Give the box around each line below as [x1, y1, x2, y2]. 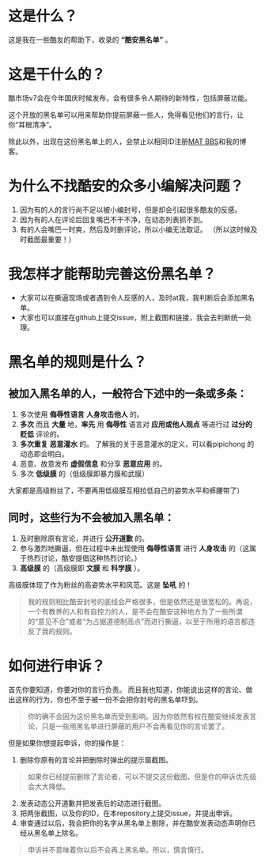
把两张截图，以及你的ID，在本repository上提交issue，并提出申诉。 [19, 808, 237, 818]
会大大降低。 [27, 781, 70, 791]
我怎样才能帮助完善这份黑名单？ [8, 266, 217, 283]
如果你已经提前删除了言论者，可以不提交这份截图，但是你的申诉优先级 [27, 772, 257, 781]
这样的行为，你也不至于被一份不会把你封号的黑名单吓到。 [14, 694, 203, 704]
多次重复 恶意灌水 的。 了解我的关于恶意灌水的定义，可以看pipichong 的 [19, 439, 255, 448]
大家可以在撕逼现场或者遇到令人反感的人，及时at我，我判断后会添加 [19, 293, 241, 302]
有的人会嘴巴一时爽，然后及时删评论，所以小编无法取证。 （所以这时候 [19, 225, 251, 234]
